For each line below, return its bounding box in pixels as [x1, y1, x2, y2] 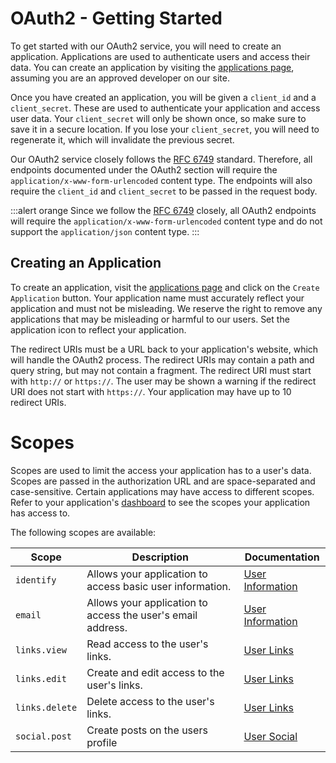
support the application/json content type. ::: [10, 225, 200, 237]
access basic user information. [86, 579, 232, 593]
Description [131, 550, 190, 564]
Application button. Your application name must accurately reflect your [10, 292, 305, 304]
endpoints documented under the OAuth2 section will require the [10, 163, 278, 176]
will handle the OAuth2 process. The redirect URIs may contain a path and [10, 353, 315, 366]
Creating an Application [10, 255, 162, 272]
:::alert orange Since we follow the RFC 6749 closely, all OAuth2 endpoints [10, 204, 317, 216]
